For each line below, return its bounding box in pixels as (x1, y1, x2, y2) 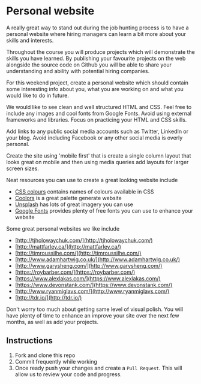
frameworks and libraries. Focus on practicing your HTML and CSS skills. (6, 116, 187, 123)
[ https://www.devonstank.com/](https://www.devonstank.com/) (14, 281, 173, 288)
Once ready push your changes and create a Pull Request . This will (14, 364, 182, 371)
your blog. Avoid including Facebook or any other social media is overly (6, 134, 183, 141)
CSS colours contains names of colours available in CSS (14, 188, 154, 195)
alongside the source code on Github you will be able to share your (6, 61, 172, 68)
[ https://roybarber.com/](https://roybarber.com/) (14, 268, 136, 276)
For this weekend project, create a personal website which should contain (6, 79, 189, 86)
